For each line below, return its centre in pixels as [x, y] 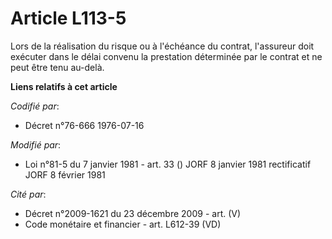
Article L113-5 [68, 18]
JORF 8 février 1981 [65, 174]
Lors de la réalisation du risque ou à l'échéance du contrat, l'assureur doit [162, 46]
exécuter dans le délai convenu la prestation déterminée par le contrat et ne [166, 56]
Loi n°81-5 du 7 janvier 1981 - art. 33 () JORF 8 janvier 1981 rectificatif [168, 164]
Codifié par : [35, 106]
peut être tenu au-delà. [57, 67]
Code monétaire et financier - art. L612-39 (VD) [123, 224]
